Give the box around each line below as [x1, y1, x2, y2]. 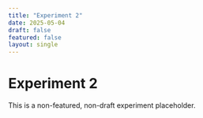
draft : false [8, 26, 51, 34]
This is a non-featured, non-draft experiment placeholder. [8, 101, 196, 110]
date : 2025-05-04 [8, 19, 66, 27]
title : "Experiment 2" [8, 11, 83, 20]
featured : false [8, 33, 62, 42]
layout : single [8, 41, 58, 49]
